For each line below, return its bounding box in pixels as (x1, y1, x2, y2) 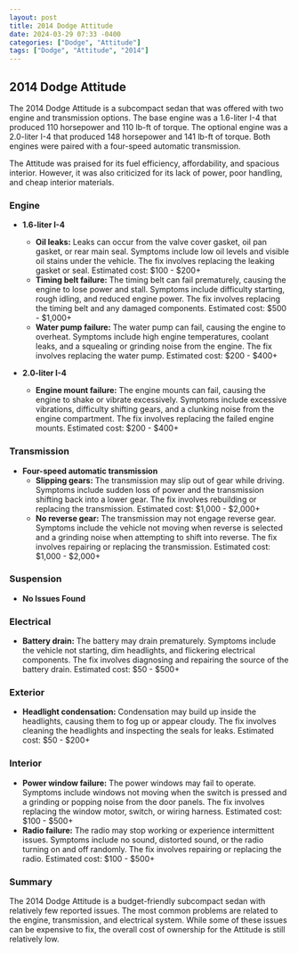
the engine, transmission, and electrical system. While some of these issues (9, 915, 287, 925)
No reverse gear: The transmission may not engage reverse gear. (35, 513, 277, 523)
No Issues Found (21, 593, 86, 604)
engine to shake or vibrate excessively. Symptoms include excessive (35, 394, 287, 406)
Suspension (9, 572, 62, 585)
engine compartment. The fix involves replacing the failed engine (35, 414, 274, 424)
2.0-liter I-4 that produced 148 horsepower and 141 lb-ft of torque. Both (9, 131, 271, 142)
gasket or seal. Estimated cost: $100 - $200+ (35, 265, 202, 276)
